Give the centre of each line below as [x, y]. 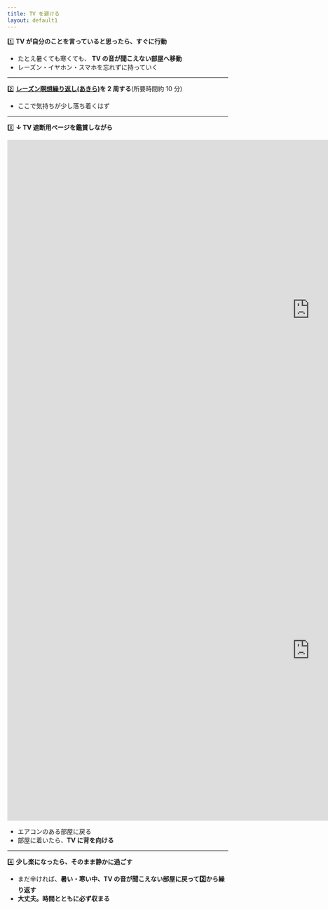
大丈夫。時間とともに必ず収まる [63, 898]
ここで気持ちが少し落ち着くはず [63, 105]
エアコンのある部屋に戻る [54, 831]
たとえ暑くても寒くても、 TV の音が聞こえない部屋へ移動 [100, 58]
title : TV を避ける [34, 14]
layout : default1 [33, 20]
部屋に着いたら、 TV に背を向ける [66, 840]
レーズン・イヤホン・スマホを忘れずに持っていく [88, 67]
